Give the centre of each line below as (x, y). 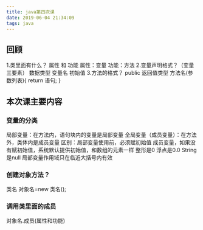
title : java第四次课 (30, 12)
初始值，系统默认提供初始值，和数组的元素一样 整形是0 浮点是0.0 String (107, 150)
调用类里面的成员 (31, 206)
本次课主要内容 (34, 101)
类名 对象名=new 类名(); (36, 189)
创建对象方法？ (28, 175)
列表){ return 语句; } (36, 80)
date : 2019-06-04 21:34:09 (40, 18)
